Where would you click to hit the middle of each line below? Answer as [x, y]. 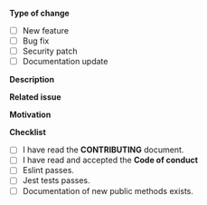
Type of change [39, 13]
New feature [46, 30]
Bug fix [36, 41]
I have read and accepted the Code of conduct [110, 160]
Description [32, 80]
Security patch [50, 51]
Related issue [35, 97]
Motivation [30, 115]
